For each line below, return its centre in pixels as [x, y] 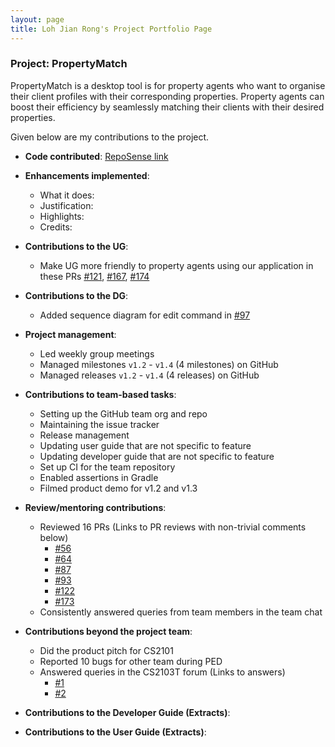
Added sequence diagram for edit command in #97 [145, 315]
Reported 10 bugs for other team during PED [131, 661]
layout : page [37, 19]
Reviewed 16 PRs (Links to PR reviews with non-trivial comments [173, 527]
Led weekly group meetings [97, 353]
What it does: [67, 195]
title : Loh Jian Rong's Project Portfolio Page [111, 29]
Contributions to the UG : [76, 246]
